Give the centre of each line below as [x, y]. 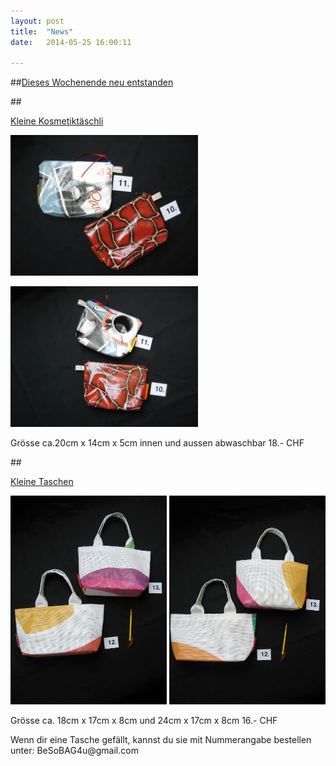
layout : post [37, 21]
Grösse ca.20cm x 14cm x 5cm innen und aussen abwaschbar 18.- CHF [157, 443]
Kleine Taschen [42, 482]
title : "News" [42, 31]
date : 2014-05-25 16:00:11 [71, 42]
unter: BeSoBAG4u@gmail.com [74, 750]
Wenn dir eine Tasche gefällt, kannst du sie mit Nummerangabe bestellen [161, 739]
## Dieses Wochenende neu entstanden [92, 82]
